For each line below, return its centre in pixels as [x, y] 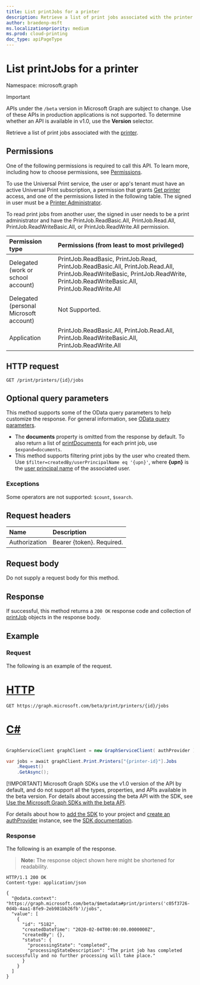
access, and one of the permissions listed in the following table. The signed [99, 196]
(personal [23, 306]
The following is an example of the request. [59, 666]
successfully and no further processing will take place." [81, 956]
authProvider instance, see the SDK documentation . [70, 821]
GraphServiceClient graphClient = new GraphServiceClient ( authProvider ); [102, 750]
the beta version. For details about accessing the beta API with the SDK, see [100, 796]
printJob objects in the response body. [54, 618]
